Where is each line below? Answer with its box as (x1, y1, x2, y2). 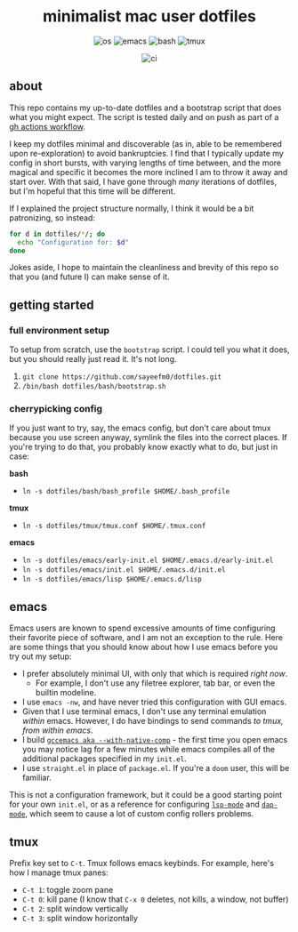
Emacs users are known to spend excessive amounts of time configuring (9, 623, 276, 633)
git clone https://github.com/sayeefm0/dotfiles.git (21, 373, 222, 382)
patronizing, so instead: (9, 212, 96, 223)
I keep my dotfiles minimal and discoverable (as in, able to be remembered (9, 138, 282, 149)
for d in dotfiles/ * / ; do (9, 229, 105, 238)
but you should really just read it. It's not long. (9, 354, 177, 365)
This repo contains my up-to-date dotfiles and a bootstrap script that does (9, 102, 282, 113)
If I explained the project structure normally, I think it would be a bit (9, 203, 254, 213)
